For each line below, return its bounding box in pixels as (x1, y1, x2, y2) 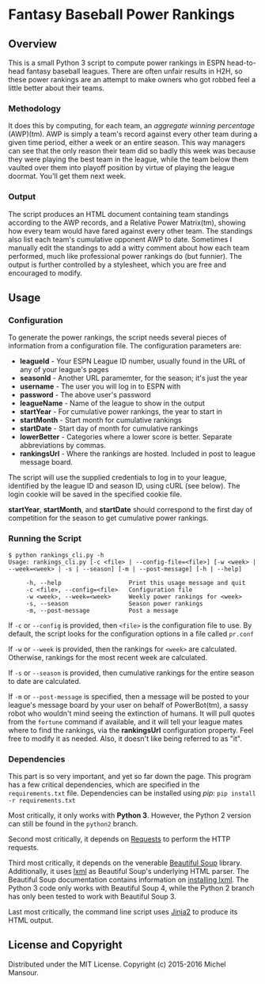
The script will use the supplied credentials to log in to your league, (8, 473, 227, 482)
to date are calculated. (8, 676, 81, 686)
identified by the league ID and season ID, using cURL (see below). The (8, 481, 240, 491)
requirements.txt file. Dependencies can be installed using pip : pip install (8, 788, 256, 797)
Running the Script (8, 533, 81, 544)
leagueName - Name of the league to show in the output (19, 398, 206, 408)
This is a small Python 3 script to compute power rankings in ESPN (8, 58, 225, 67)
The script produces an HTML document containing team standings (8, 209, 229, 218)
